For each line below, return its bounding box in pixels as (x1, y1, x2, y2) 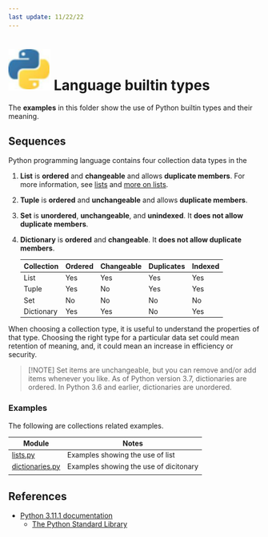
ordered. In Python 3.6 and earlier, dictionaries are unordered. (27, 382, 232, 393)
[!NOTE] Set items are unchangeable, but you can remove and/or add (27, 365, 257, 375)
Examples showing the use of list (66, 450, 175, 460)
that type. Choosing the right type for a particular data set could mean (8, 333, 240, 343)
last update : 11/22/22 (8, 13, 84, 21)
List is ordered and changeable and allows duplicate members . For (19, 171, 246, 181)
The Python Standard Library (31, 519, 128, 529)
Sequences (8, 134, 66, 148)
